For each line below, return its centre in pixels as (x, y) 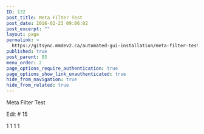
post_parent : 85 (27, 57)
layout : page (23, 35)
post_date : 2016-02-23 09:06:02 (47, 23)
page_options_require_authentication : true (62, 68)
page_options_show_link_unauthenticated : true (66, 74)
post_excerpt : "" (28, 29)
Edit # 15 (17, 114)
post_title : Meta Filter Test (45, 18)
